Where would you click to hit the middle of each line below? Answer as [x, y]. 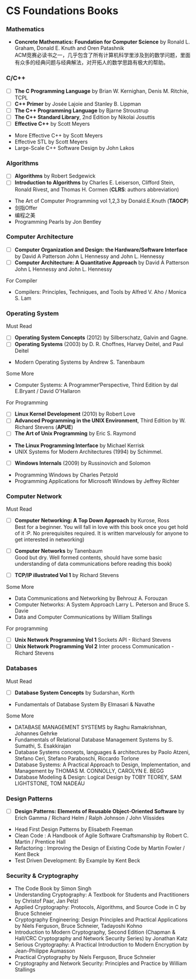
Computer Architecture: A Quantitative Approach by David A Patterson [102, 262]
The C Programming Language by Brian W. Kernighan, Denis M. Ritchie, [102, 91]
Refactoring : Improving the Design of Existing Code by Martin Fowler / [100, 848]
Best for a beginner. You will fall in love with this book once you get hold [101, 527]
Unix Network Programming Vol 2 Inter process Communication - [94, 646]
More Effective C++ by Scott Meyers [59, 136]
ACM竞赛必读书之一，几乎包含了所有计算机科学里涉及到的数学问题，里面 [102, 55]
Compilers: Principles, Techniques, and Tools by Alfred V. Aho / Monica [100, 291]
